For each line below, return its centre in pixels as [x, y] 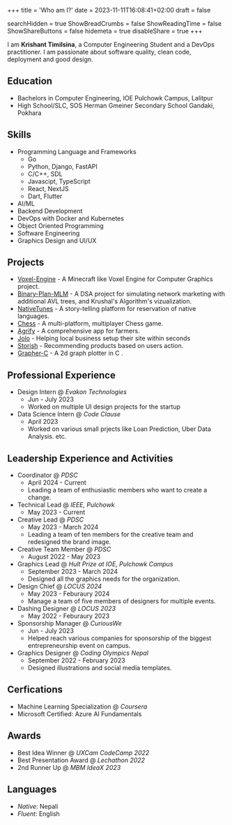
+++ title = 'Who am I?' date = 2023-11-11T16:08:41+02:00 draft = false [109, 10]
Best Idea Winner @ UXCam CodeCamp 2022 [83, 752]
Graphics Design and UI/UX [57, 241]
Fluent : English [39, 813]
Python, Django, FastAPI [62, 166]
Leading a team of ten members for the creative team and [110, 535]
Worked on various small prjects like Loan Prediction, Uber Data [119, 429]
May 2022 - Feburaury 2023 [69, 616]
